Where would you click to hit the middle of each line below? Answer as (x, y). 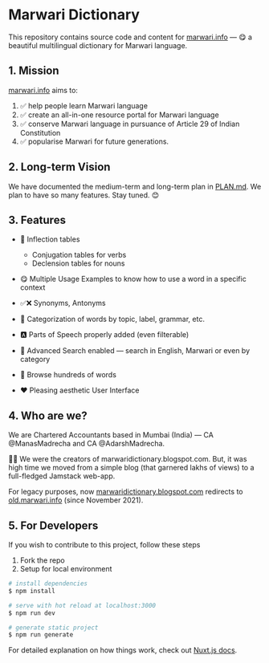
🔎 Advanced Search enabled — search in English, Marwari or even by (135, 351)
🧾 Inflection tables (50, 239)
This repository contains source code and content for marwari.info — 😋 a (130, 37)
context (33, 287)
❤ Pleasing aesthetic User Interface (79, 390)
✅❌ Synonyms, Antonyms (63, 303)
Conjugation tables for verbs (79, 255)
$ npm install (32, 591)
